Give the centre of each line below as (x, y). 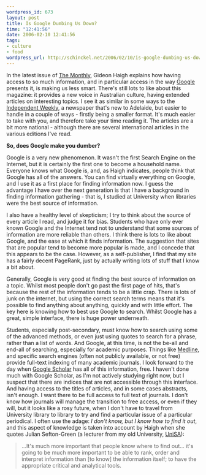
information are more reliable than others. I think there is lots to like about (99, 234)
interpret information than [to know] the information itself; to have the (109, 459)
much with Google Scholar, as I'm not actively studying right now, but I (95, 375)
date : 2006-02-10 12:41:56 (41, 35)
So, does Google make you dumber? (53, 145)
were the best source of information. (52, 203)
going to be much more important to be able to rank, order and (100, 452)
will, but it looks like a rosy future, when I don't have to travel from (90, 408)
